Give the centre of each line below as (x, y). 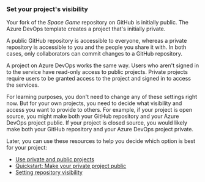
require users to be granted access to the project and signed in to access (99, 79)
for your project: (27, 148)
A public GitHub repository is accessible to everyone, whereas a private (97, 41)
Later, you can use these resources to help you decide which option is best (101, 141)
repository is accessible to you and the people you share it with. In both (96, 47)
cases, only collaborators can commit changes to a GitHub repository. (94, 54)
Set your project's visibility (47, 9)
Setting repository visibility (49, 172)
